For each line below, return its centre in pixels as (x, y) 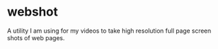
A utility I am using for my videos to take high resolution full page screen (109, 31)
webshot (33, 12)
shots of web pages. (36, 37)
